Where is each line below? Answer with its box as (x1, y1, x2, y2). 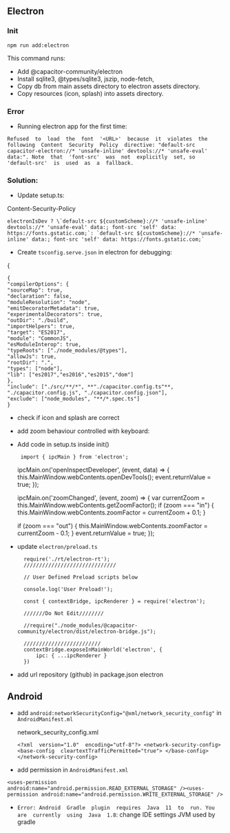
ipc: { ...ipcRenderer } (35, 652, 107, 659)
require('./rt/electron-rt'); (23, 556, 110, 563)
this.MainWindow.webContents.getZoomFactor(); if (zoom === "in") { (17, 501, 215, 510)
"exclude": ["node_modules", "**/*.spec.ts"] (7, 396, 140, 403)
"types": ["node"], (7, 365, 63, 372)
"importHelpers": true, (7, 323, 76, 330)
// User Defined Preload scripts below (23, 574, 138, 581)
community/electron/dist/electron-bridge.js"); (17, 628, 156, 635)
